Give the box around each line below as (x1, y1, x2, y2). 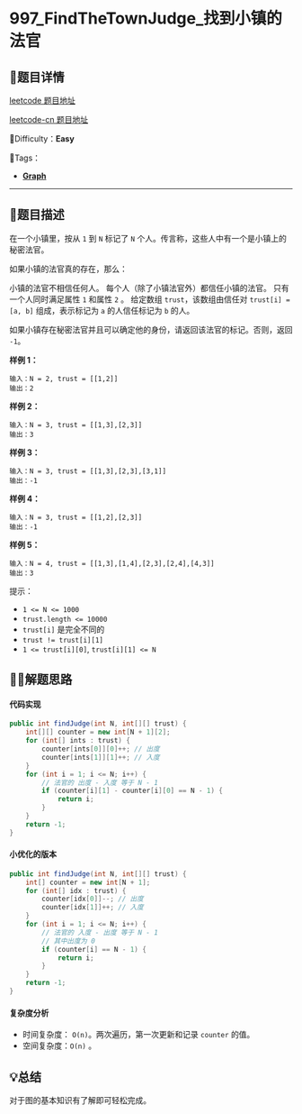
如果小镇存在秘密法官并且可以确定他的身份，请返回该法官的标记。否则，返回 (9, 324, 293, 334)
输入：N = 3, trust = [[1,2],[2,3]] (9, 513, 143, 522)
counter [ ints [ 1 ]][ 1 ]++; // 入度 (41, 753, 160, 762)
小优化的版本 (9, 849, 57, 860)
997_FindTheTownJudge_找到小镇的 (9, 8, 283, 29)
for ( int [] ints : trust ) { (25, 736, 130, 745)
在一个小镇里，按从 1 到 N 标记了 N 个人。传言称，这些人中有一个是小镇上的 (9, 233, 288, 243)
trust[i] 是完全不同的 (22, 624, 105, 635)
